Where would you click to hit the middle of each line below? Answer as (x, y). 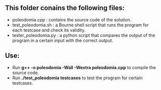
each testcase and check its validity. (49, 30)
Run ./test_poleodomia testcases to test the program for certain (77, 78)
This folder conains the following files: (65, 8)
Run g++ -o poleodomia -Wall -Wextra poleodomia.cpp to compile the (84, 67)
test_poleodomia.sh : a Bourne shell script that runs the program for (80, 25)
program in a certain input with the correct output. (63, 40)
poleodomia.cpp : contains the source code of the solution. (72, 19)
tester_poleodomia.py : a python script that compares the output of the (84, 35)
